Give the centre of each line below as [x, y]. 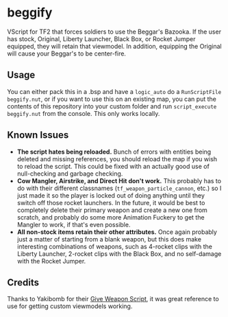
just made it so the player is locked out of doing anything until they [111, 195]
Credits [23, 282]
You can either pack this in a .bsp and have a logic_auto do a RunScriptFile [114, 91]
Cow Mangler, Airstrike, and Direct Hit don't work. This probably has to [119, 180]
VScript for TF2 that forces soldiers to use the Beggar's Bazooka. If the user [114, 32]
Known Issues [38, 135]
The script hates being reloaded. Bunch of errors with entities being [114, 152]
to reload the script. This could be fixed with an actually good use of [113, 166]
